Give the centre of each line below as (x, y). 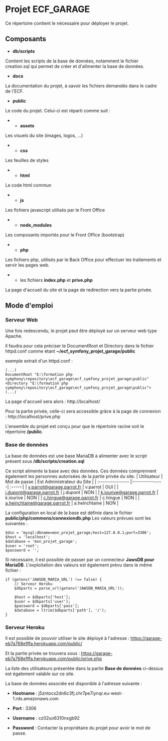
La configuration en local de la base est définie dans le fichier (69, 513)
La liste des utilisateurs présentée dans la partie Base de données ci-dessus (84, 669)
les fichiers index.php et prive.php (56, 280)
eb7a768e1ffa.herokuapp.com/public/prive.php (54, 659)
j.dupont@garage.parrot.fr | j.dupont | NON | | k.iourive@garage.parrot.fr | (82, 492)
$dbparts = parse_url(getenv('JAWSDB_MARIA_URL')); (69, 588)
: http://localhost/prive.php (33, 417)
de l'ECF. (15, 91)
